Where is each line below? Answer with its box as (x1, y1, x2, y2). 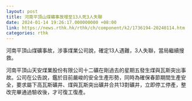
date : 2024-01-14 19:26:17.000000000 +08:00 (6, 19, 117, 25)
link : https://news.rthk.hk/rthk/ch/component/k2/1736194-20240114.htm (6, 25, 185, 31)
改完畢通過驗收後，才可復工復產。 (6, 89, 89, 96)
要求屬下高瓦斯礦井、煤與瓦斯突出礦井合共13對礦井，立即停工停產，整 (16, 81, 187, 88)
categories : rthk (6, 30, 49, 36)
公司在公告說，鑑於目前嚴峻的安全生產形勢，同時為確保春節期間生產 (16, 74, 181, 81)
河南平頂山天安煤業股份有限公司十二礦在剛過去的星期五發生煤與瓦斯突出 (6, 67, 181, 74)
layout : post (6, 8, 38, 15)
